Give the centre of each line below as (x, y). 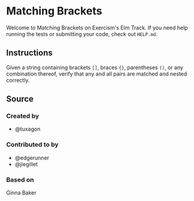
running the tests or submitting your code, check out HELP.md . (82, 34)
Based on (20, 179)
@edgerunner (32, 158)
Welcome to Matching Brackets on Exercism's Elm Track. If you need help (97, 28)
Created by (23, 116)
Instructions (29, 53)
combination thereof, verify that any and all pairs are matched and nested (97, 74)
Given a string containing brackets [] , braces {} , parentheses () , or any (95, 67)
